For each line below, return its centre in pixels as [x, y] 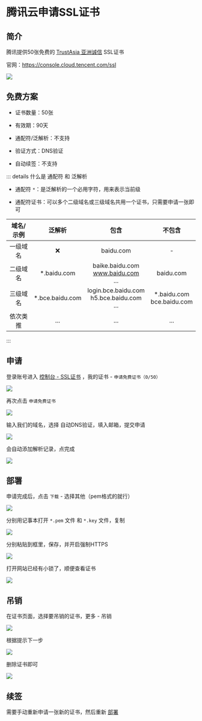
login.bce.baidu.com [116, 290]
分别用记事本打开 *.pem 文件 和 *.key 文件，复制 [66, 520]
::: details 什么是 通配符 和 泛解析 [47, 176]
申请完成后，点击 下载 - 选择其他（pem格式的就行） [70, 496]
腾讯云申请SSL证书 [53, 12]
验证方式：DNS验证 [39, 150]
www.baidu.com [116, 273]
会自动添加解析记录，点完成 [41, 449]
